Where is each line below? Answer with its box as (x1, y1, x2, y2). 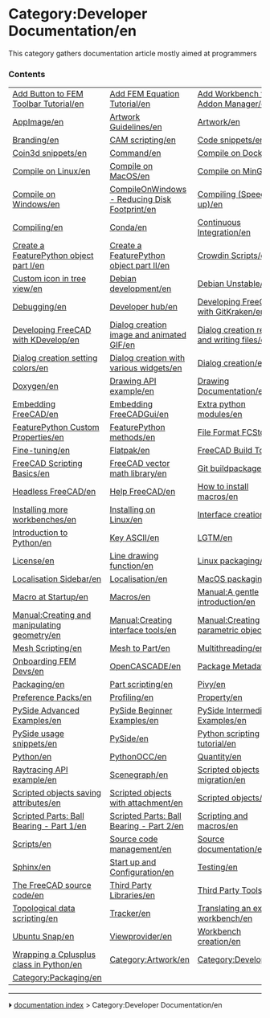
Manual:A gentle (197, 587, 260, 598)
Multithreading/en (197, 643, 265, 654)
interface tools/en (109, 624, 177, 636)
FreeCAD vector (109, 458, 170, 469)
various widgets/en (109, 362, 182, 374)
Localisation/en (109, 574, 168, 585)
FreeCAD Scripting (12, 458, 83, 469)
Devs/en (12, 666, 44, 677)
